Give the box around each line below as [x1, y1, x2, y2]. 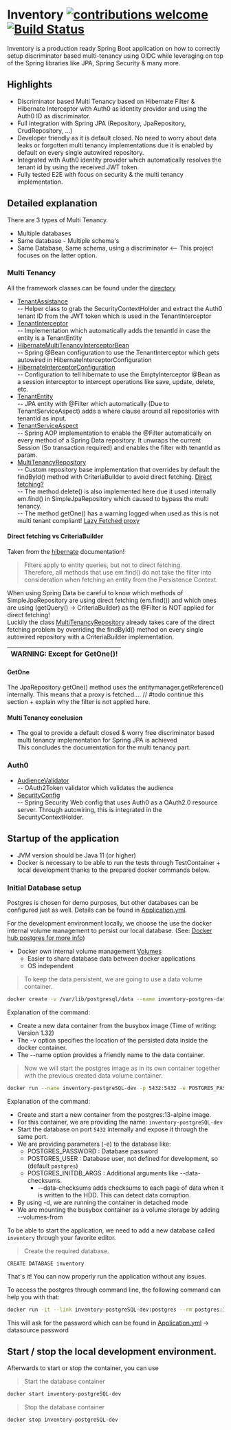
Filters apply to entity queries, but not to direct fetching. [23, 561, 182, 569]
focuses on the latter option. [16, 251, 98, 259]
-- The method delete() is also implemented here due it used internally [16, 487, 217, 495]
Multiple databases [16, 229, 71, 237]
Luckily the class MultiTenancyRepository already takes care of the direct [7, 618, 215, 626]
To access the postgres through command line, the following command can [7, 1285, 221, 1294]
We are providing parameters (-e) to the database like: [16, 1140, 171, 1148]
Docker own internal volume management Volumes [16, 947, 162, 955]
